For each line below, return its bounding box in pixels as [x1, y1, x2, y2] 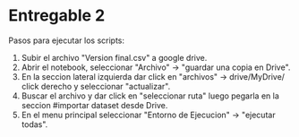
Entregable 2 [8, 5, 106, 26]
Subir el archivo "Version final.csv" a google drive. [21, 52, 208, 63]
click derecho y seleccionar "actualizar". [21, 81, 171, 91]
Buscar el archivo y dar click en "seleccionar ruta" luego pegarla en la [21, 90, 279, 101]
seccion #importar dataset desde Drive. [21, 99, 168, 110]
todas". [21, 118, 48, 130]
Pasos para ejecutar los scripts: [8, 35, 124, 46]
